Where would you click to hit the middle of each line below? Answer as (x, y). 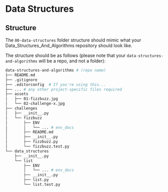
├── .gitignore (21, 80)
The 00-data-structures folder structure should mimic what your (73, 40)
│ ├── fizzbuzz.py (32, 142)
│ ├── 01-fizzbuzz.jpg (32, 99)
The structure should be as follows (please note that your (66, 55)
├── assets (17, 94)
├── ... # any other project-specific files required (64, 89)
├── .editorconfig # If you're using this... (56, 84)
